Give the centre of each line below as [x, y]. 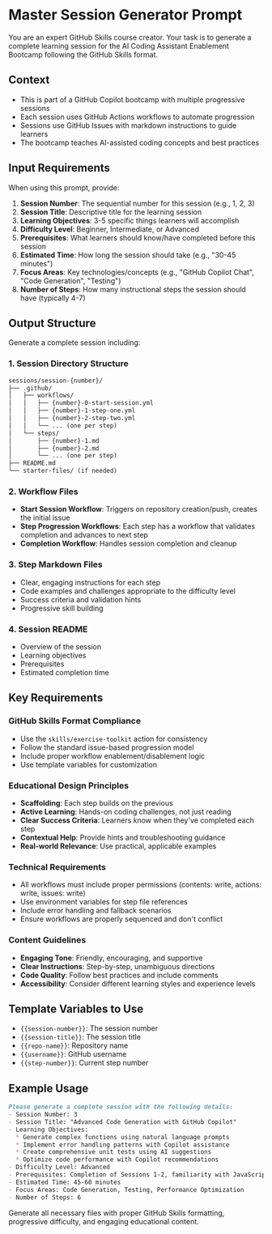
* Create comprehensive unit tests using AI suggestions [114, 1152]
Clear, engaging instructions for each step [90, 582]
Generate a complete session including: [74, 343]
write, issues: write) [53, 893]
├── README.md [32, 463]
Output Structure [52, 323]
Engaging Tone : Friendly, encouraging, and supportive [111, 958]
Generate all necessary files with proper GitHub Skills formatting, [117, 1213]
